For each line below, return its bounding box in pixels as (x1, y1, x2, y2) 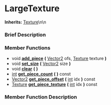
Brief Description (4, 31, 46, 38)
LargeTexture (4, 3, 60, 14)
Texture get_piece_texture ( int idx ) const (11, 82, 97, 87)
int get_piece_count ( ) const (11, 71, 71, 77)
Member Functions (4, 44, 51, 51)
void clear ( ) (11, 66, 38, 72)
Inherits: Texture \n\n (4, 19, 46, 25)
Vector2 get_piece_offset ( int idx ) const (11, 76, 96, 82)
